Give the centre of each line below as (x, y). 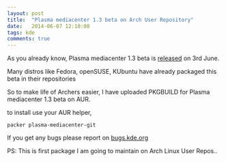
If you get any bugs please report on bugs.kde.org (78, 138)
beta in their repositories (42, 79)
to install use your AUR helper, (50, 113)
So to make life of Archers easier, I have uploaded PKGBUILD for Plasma (109, 92)
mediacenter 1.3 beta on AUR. (49, 99)
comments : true (29, 39)
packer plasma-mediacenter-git (52, 125)
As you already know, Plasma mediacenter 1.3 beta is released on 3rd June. (113, 58)
